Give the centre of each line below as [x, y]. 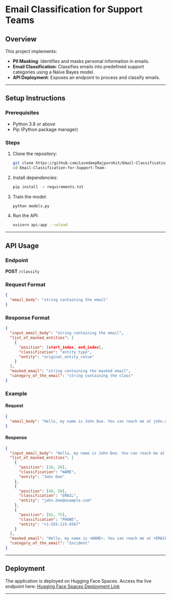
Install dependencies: [35, 178]
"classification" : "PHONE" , [49, 519]
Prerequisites [22, 113]
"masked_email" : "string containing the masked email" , [70, 371]
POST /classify [22, 271]
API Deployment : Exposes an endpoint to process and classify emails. [86, 77]
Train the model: [30, 196]
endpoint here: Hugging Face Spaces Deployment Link [63, 586]
